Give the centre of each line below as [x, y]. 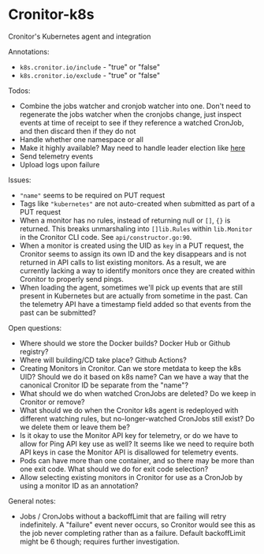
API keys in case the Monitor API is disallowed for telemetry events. [129, 452]
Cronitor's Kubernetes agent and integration [80, 36]
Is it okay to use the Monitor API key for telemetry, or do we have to [129, 435]
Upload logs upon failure [59, 164]
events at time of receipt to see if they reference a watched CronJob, [132, 122]
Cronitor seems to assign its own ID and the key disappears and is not [133, 253]
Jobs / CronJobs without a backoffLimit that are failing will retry [123, 516]
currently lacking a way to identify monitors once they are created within [137, 271]
